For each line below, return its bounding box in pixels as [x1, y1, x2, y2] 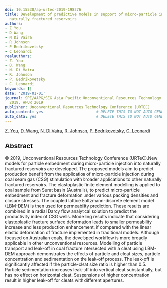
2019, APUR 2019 [9, 100, 43, 105]
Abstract [5, 142, 33, 150]
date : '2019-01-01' [5, 91, 46, 96]
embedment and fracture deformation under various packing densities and [5, 192, 158, 198]
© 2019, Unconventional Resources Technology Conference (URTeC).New [5, 155, 158, 161]
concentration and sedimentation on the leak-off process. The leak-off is [5, 256, 154, 262]
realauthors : [5, 53, 32, 59]
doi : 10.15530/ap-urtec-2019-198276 [5, 7, 81, 12]
